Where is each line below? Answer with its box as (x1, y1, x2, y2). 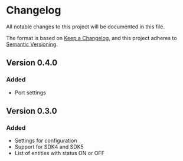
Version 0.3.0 (6, 106, 57, 116)
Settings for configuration (14, 137, 77, 144)
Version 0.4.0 (6, 58, 58, 68)
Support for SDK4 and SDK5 (14, 143, 84, 150)
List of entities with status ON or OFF (14, 150, 105, 157)
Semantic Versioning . (6, 41, 58, 48)
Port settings (14, 89, 46, 96)
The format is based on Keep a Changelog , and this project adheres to (6, 34, 177, 41)
